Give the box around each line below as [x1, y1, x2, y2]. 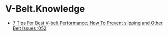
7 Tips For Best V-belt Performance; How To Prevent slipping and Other [12, 20, 163, 26]
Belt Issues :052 [12, 25, 47, 31]
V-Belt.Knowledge [5, 3, 85, 15]
